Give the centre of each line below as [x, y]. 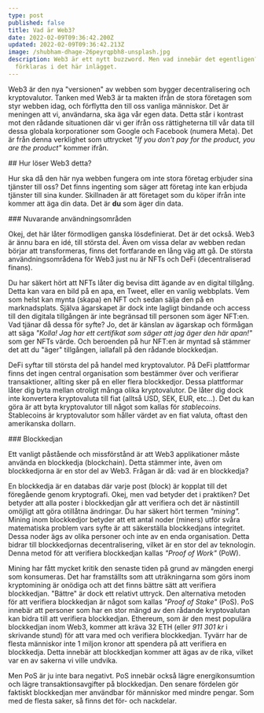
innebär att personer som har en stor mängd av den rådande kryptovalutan [129, 610]
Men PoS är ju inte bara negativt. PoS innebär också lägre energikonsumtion [132, 675]
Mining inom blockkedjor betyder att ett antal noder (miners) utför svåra [124, 519]
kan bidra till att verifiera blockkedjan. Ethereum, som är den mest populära [130, 618]
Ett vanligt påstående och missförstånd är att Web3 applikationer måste [124, 454]
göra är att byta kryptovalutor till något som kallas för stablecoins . [115, 407]
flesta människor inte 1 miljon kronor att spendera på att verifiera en [117, 644]
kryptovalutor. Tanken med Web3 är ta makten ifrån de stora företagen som [130, 97]
